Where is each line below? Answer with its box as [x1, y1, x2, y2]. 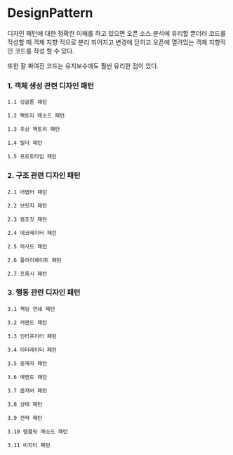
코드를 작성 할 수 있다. [14, 46, 75, 55]
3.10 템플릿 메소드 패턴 [7, 428, 68, 435]
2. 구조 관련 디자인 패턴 [7, 171, 81, 181]
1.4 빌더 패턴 [7, 139, 43, 147]
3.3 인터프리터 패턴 [7, 333, 58, 340]
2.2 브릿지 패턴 [7, 202, 48, 209]
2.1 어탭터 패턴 [7, 188, 48, 196]
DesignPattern [7, 5, 93, 21]
